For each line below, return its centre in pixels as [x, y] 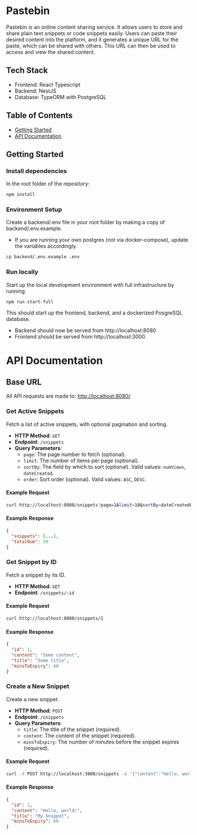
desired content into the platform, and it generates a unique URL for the [92, 39]
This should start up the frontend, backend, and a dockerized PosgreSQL [94, 313]
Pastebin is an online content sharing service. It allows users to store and [94, 27]
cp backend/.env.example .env [43, 257]
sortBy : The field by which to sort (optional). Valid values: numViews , [104, 466]
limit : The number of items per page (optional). [81, 460]
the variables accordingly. [46, 246]
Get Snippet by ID [31, 562]
